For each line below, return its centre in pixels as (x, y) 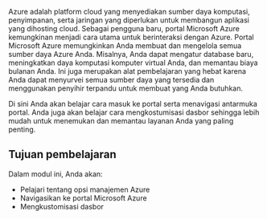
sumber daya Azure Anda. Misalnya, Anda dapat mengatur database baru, (131, 54)
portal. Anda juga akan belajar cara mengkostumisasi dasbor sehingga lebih (134, 112)
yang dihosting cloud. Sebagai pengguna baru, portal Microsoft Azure (124, 28)
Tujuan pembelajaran (62, 154)
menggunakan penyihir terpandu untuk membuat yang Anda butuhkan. (126, 88)
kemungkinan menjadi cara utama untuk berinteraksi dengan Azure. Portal (131, 37)
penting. (22, 129)
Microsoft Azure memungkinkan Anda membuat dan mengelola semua (125, 46)
